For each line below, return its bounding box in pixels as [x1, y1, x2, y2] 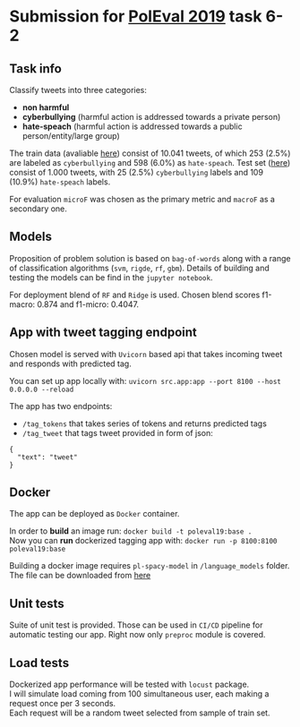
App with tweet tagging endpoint [9, 325, 197, 340]
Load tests [9, 655, 70, 671]
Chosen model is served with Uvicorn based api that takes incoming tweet [9, 348, 283, 359]
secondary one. [9, 203, 67, 214]
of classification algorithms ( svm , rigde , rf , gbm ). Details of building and [9, 262, 270, 273]
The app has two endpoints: [9, 400, 113, 411]
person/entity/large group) [21, 131, 121, 141]
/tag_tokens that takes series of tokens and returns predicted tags [21, 418, 267, 429]
